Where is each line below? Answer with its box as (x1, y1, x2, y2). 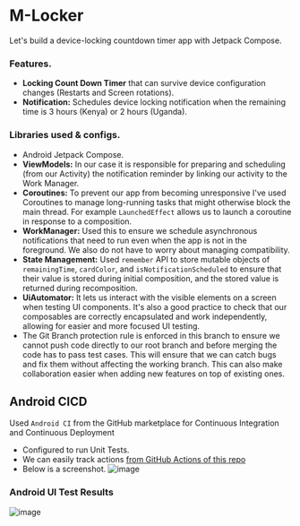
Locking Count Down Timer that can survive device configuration (21, 78, 266, 89)
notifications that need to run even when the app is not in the (21, 235, 248, 246)
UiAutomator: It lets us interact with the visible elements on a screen (21, 292, 278, 303)
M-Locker (9, 5, 84, 26)
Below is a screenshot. (21, 463, 107, 475)
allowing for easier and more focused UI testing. (21, 320, 200, 332)
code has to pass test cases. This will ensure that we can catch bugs (21, 349, 277, 359)
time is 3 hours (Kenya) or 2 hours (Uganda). (21, 107, 188, 117)
